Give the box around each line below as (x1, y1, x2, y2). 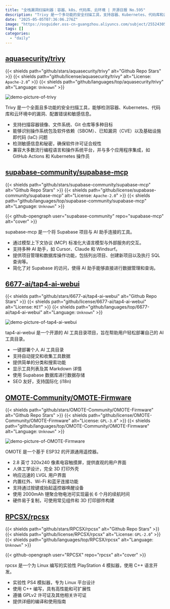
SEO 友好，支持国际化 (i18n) (12, 378, 72, 385)
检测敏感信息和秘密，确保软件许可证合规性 (12, 140, 102, 146)
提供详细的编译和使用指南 (12, 598, 66, 604)
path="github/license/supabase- (88, 187, 156, 193)
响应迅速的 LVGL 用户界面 (12, 472, 67, 478)
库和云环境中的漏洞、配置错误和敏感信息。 (5, 110, 94, 117)
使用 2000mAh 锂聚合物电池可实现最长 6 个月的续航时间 (12, 491, 130, 497)
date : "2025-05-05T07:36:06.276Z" (5, 17, 78, 22)
